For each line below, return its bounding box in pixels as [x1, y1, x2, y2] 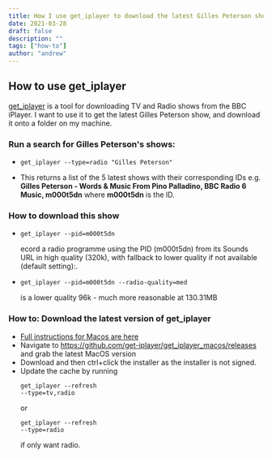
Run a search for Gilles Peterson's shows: [8, 139, 176, 150]
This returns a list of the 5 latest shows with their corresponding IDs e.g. [19, 173, 261, 182]
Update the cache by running [19, 366, 118, 375]
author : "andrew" [8, 49, 67, 58]
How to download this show [8, 210, 120, 221]
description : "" [8, 34, 63, 43]
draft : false [8, 27, 53, 35]
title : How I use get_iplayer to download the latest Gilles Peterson [8, 11, 252, 20]
